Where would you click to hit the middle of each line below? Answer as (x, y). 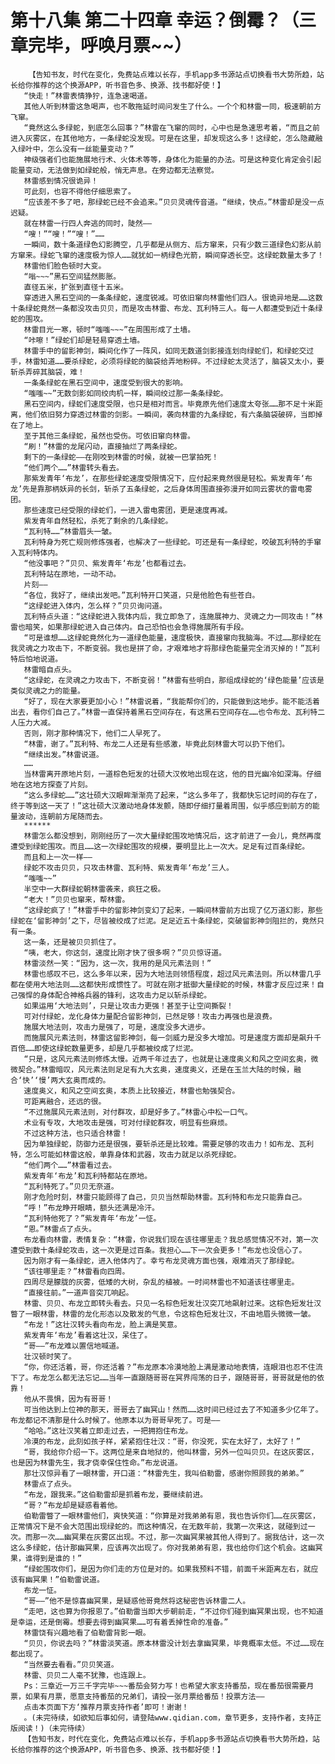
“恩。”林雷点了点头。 (60, 1229)
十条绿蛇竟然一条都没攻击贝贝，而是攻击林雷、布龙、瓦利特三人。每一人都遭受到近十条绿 (166, 308)
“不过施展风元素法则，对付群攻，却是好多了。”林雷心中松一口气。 (138, 1112)
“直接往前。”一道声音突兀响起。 (78, 1292)
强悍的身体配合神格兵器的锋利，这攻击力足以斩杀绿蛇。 (114, 995)
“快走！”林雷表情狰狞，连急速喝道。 (88, 96)
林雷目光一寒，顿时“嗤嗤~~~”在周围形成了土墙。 (109, 329)
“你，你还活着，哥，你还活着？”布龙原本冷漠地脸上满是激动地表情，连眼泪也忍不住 (169, 1367)
